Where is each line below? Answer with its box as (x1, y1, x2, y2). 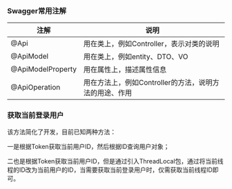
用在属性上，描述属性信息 (83, 65, 167, 74)
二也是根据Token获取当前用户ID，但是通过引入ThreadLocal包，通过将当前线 (7, 157, 224, 165)
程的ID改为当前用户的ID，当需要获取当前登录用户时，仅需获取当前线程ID (7, 166, 213, 174)
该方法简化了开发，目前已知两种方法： (7, 128, 116, 136)
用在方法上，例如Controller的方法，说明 (83, 78, 213, 88)
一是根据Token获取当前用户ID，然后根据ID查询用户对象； (7, 142, 170, 150)
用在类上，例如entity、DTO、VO (83, 52, 188, 61)
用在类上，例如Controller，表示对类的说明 (83, 39, 220, 49)
